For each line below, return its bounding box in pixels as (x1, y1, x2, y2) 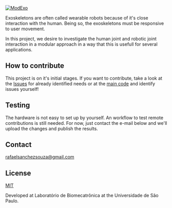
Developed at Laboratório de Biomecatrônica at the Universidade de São (5, 193, 159, 199)
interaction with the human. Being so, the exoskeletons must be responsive (5, 21, 164, 26)
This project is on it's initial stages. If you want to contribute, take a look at (5, 75, 163, 81)
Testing (5, 101, 30, 110)
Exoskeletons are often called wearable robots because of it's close (5, 15, 148, 21)
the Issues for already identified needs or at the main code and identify (5, 80, 156, 87)
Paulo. (5, 198, 19, 204)
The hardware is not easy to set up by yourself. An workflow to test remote (5, 115, 163, 121)
